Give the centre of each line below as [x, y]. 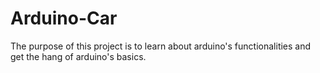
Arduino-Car [64, 18]
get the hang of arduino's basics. [78, 56]
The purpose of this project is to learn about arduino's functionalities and [161, 46]
